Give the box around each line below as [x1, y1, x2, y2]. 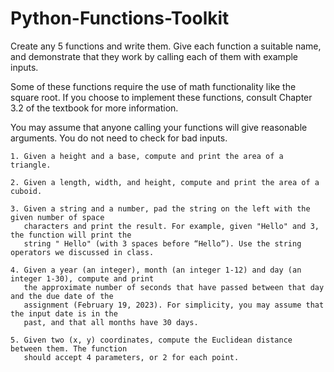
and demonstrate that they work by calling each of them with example [10, 50, 299, 62]
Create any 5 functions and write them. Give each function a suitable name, [10, 40, 322, 52]
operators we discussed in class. [10, 247, 155, 257]
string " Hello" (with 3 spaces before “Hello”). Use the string [23, 238, 302, 249]
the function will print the [10, 230, 132, 240]
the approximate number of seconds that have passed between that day [23, 282, 325, 292]
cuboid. [10, 186, 43, 196]
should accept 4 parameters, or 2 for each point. [23, 352, 240, 362]
